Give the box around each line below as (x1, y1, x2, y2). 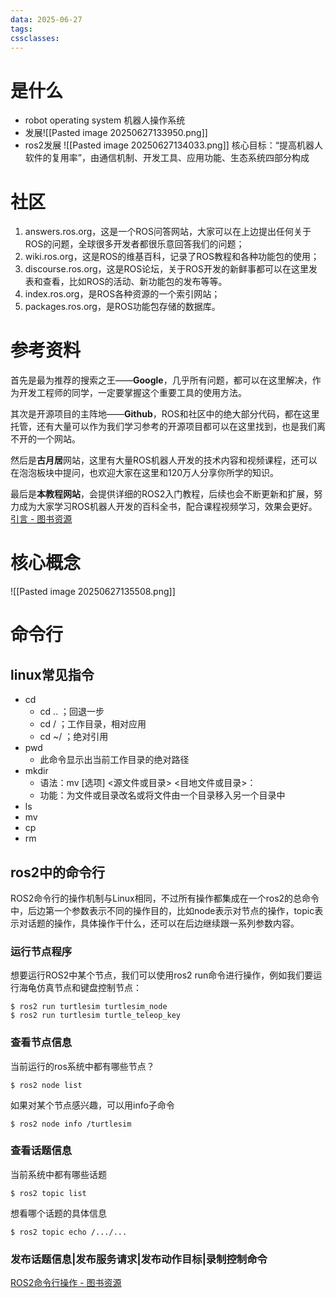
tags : (10, 24, 33, 34)
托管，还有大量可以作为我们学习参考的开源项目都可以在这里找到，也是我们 (10, 421, 317, 433)
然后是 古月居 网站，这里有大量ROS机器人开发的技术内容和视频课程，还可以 (10, 454, 318, 466)
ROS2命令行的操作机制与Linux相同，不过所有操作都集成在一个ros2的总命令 (10, 892, 320, 904)
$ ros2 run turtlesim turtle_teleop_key (10, 1011, 182, 1021)
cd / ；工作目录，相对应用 (39, 718, 147, 730)
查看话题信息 (10, 1144, 73, 1158)
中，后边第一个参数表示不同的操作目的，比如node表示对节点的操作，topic (10, 904, 315, 916)
